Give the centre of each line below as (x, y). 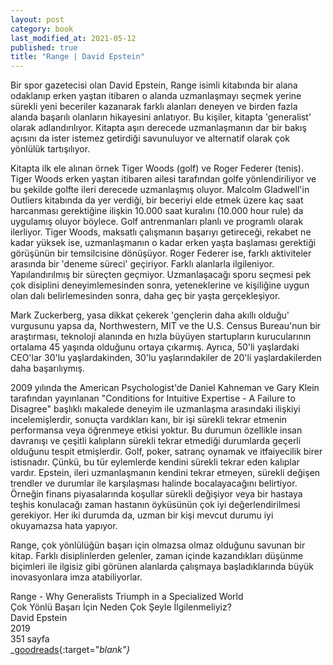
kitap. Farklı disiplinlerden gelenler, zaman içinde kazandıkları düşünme (157, 556)
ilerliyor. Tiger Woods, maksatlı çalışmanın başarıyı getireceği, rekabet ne (161, 232)
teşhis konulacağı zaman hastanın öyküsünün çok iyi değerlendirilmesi (155, 505)
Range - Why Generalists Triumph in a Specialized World (127, 597)
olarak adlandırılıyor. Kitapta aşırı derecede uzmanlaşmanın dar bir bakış (158, 128)
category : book (42, 29)
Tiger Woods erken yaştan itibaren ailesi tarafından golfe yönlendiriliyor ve (163, 179)
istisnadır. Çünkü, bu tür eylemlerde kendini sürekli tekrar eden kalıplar (155, 462)
